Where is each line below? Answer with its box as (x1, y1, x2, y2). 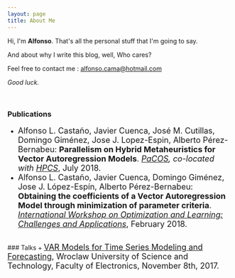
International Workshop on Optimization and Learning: (17, 209, 224, 220)
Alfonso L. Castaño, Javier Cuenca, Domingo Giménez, (17, 172, 225, 182)
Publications (7, 109, 52, 119)
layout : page (7, 10, 46, 18)
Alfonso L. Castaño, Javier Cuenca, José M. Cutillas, (17, 125, 215, 136)
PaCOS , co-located (141, 154, 214, 164)
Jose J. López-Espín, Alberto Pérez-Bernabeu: (17, 181, 194, 192)
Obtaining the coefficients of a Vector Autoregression (17, 191, 226, 201)
